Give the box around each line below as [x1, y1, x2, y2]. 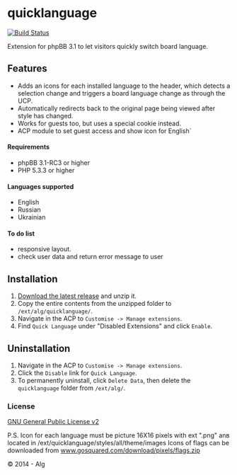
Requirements [7, 143, 50, 151]
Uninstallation [7, 342, 71, 355]
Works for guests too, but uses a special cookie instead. [17, 119, 182, 127]
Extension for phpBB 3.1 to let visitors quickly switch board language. [7, 42, 209, 50]
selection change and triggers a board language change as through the [17, 88, 226, 97]
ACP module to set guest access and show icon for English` [17, 126, 192, 135]
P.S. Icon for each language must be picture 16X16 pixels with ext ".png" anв [7, 431, 230, 440]
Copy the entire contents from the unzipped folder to [17, 299, 172, 308]
